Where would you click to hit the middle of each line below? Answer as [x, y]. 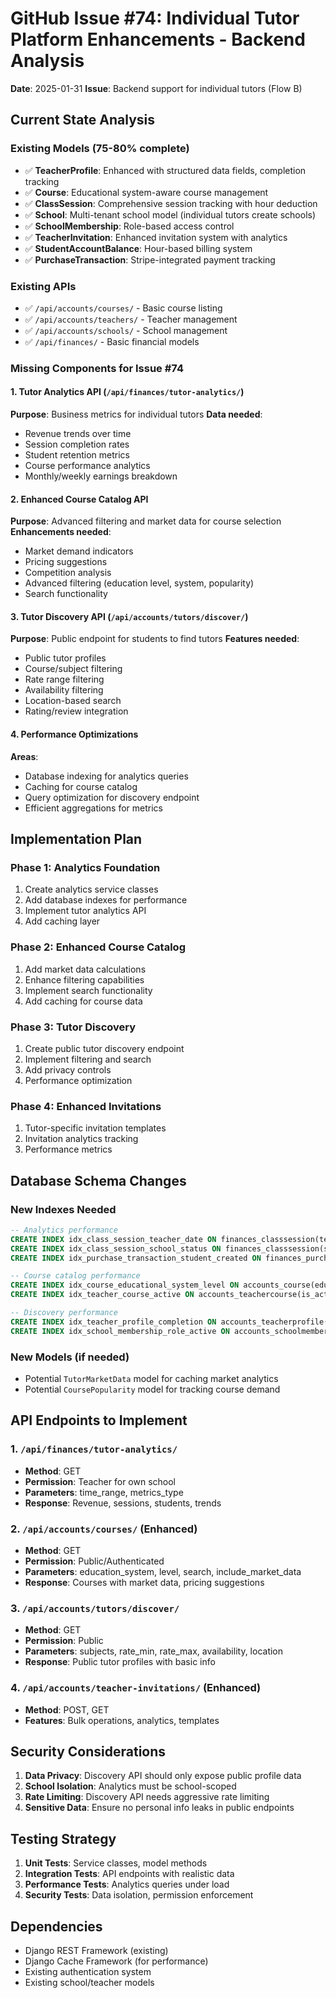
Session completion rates [77, 444]
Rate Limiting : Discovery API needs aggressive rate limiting [147, 1797]
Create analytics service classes [91, 889]
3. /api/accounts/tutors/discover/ [95, 1608]
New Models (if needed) [70, 1357]
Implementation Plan [76, 839]
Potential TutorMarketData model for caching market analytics [151, 1378]
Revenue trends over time [78, 434]
